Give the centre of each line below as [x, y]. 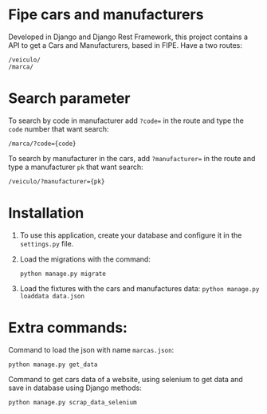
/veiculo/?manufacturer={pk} [57, 181]
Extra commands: [68, 328]
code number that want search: [59, 128]
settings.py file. [47, 243]
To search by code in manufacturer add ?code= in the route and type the [126, 120]
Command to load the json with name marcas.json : [91, 349]
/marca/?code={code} [43, 144]
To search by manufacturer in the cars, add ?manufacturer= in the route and [132, 158]
